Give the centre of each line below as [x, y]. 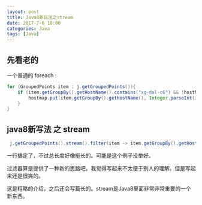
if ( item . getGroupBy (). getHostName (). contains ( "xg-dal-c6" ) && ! [101, 92]
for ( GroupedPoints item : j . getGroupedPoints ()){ [71, 87]
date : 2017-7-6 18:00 [34, 23]
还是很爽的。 [28, 176]
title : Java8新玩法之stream [40, 17]
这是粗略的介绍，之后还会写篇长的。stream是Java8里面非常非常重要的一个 [99, 189]
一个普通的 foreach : [32, 75]
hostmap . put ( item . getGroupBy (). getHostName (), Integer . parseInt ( [112, 98]
